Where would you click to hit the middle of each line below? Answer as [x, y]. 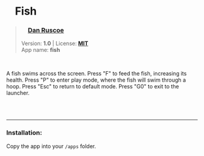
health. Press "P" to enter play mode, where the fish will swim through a [96, 80]
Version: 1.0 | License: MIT [55, 43]
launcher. [18, 93]
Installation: [24, 133]
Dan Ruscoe [46, 30]
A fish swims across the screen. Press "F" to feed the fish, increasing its [97, 74]
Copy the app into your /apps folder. [51, 146]
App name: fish [41, 50]
